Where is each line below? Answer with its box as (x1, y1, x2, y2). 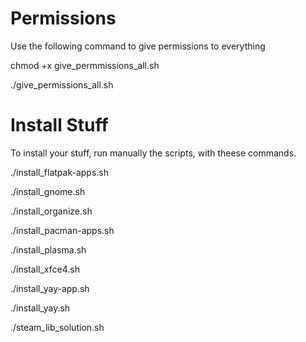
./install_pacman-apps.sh (10, 224, 115, 236)
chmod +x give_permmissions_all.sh (10, 59, 160, 71)
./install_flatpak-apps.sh (10, 166, 109, 178)
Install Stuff (10, 114, 109, 137)
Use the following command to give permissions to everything (10, 40, 266, 52)
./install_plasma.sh (10, 243, 87, 256)
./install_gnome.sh (10, 185, 86, 197)
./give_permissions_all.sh (10, 78, 114, 91)
